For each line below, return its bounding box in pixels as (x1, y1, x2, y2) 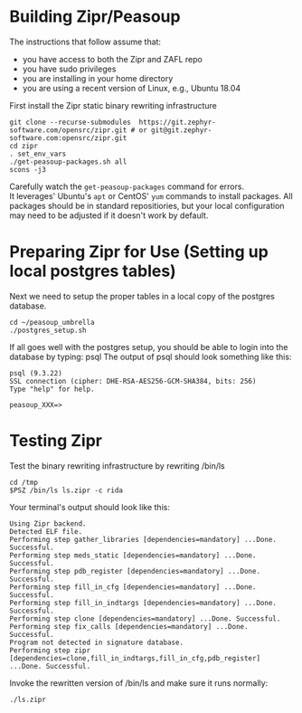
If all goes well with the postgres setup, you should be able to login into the (9, 341, 288, 352)
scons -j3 (9, 165, 47, 174)
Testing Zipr (9, 431, 102, 452)
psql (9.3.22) (9, 368, 63, 377)
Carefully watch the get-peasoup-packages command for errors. (9, 181, 245, 192)
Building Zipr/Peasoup (9, 6, 181, 27)
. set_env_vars (9, 149, 67, 158)
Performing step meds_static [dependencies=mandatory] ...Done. (9, 550, 257, 560)
